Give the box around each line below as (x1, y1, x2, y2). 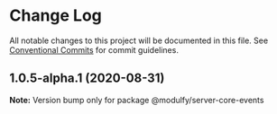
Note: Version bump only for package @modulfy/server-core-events (9, 94, 264, 105)
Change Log (9, 5, 102, 26)
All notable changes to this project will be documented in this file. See (9, 35, 269, 46)
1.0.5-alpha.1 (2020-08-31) (9, 71, 165, 86)
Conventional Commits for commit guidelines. (9, 44, 179, 55)
